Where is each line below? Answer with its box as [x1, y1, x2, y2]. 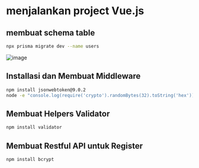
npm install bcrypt [6, 156, 54, 162]
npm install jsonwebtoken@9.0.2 [6, 87, 86, 93]
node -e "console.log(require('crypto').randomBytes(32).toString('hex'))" [6, 92, 197, 98]
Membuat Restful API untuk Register [6, 141, 143, 151]
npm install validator [6, 124, 62, 131]
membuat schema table [6, 28, 95, 38]
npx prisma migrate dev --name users [6, 43, 99, 49]
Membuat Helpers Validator [6, 108, 110, 119]
